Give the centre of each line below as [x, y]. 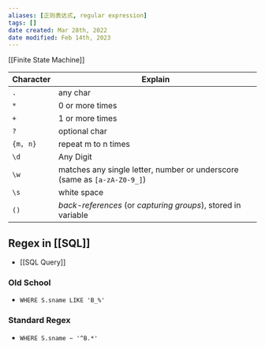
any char [74, 93]
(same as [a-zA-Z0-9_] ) [102, 180]
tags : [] [22, 23]
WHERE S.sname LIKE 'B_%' [62, 301]
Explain [156, 80]
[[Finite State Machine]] [47, 60]
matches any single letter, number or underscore [148, 170]
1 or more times [88, 118]
